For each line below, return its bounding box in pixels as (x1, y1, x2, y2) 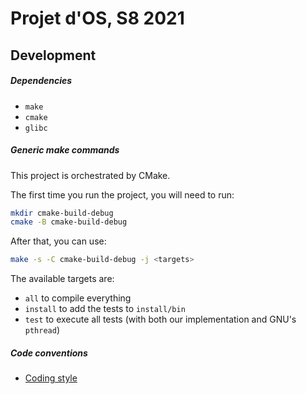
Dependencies (10, 75, 73, 87)
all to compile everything (24, 292, 132, 304)
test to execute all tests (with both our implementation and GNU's (24, 313, 297, 326)
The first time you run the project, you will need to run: (10, 188, 235, 201)
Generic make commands (10, 144, 120, 156)
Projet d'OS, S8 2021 (10, 7, 185, 30)
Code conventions (10, 347, 88, 359)
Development (10, 47, 97, 64)
